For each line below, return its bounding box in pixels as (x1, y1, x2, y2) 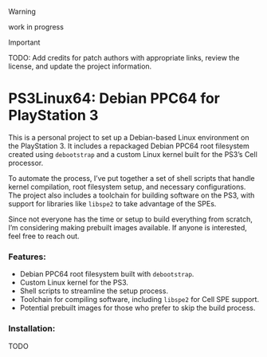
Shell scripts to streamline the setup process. (19, 286, 169, 296)
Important (8, 37, 41, 47)
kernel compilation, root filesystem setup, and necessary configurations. (8, 182, 246, 191)
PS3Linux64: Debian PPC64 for (8, 89, 221, 108)
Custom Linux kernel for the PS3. (19, 278, 129, 288)
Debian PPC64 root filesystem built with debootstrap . (19, 269, 194, 279)
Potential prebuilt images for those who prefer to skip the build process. (19, 303, 256, 313)
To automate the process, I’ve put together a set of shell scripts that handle (8, 173, 255, 182)
